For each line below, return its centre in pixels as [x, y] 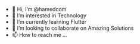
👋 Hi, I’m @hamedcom [39, 9]
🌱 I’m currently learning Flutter [49, 22]
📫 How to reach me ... [39, 35]
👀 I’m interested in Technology [49, 15]
